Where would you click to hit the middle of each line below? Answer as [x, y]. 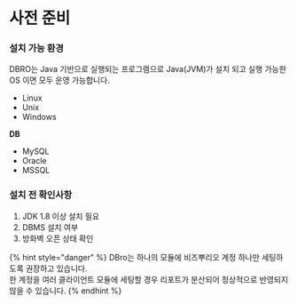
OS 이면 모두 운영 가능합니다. [60, 80]
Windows [39, 117]
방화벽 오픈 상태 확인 [58, 238]
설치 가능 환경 [37, 48]
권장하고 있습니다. [56, 268]
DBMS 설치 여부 [50, 227]
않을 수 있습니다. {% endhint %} [66, 291]
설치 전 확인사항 [41, 195]
